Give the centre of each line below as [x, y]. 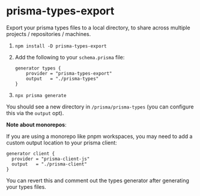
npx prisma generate [41, 95]
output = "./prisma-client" [49, 164]
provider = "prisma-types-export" [69, 73]
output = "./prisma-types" [62, 79]
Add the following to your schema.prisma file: [70, 57]
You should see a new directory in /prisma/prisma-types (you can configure [100, 107]
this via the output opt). [35, 113]
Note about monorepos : [37, 125]
